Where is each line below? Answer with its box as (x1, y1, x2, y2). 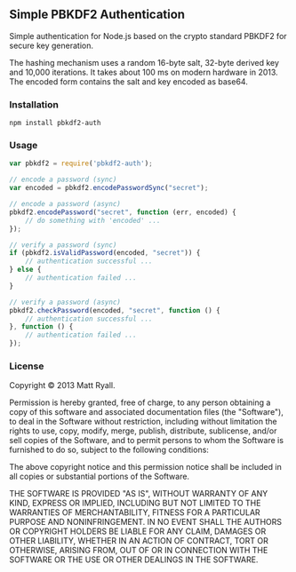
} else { (9, 266, 42, 274)
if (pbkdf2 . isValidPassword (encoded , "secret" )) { (9, 249, 201, 258)
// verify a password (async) (9, 298, 122, 306)
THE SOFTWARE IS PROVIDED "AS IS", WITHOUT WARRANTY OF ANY (9, 489, 268, 499)
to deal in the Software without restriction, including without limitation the (9, 417, 277, 427)
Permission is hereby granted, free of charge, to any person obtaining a (9, 397, 271, 408)
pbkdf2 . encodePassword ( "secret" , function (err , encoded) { (9, 208, 237, 217)
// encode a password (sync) (9, 175, 117, 185)
